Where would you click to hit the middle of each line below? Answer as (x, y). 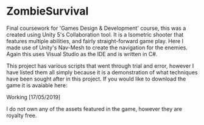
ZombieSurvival (47, 11)
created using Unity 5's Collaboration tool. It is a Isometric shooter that (95, 34)
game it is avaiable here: (37, 85)
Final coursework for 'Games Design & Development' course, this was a (96, 28)
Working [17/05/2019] (33, 97)
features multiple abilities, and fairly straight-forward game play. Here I (95, 41)
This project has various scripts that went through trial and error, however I (100, 66)
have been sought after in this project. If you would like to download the (96, 79)
